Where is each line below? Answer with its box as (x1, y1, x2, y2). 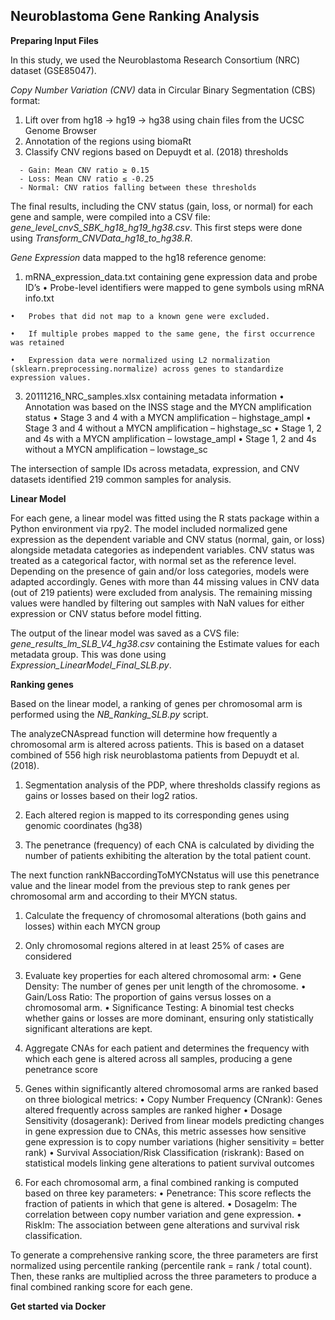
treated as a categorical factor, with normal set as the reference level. (10, 554, 297, 566)
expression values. (10, 372, 92, 383)
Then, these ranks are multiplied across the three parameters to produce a (10, 1270, 317, 1282)
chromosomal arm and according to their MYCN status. (10, 890, 238, 902)
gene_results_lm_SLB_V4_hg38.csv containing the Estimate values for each (10, 637, 320, 649)
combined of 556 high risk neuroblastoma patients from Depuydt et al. (10, 749, 300, 761)
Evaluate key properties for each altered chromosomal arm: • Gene (24, 969, 302, 981)
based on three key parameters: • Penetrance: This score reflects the (24, 1187, 312, 1199)
